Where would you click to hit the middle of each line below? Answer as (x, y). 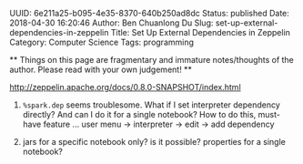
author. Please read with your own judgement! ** (101, 69)
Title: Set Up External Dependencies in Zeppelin (201, 32)
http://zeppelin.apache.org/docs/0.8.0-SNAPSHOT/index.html (125, 87)
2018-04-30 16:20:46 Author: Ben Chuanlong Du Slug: (111, 23)
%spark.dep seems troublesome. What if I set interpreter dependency (151, 105)
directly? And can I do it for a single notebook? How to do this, (139, 114)
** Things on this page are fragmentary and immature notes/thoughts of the (151, 60)
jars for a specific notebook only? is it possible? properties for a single (154, 142)
